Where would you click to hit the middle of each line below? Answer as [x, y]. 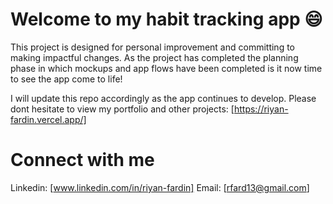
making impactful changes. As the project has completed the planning [154, 57]
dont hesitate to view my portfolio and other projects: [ [122, 109]
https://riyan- [261, 109]
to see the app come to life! [66, 79]
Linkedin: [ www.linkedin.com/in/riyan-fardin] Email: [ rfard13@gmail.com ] [160, 187]
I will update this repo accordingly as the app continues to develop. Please [163, 98]
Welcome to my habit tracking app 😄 [166, 19]
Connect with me [82, 160]
